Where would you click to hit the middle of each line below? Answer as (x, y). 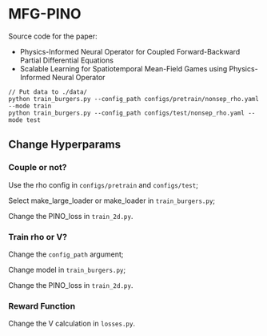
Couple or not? (38, 168)
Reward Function (42, 306)
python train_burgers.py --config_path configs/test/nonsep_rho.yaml (127, 113)
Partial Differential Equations (67, 60)
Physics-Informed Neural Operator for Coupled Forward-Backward (130, 51)
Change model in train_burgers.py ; (67, 269)
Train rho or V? (38, 237)
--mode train (30, 106)
